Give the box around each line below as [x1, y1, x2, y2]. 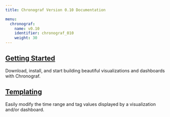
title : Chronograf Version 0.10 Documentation [5, 7, 106, 13]
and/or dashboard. [5, 106, 45, 112]
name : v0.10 [14, 26, 40, 31]
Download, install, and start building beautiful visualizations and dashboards [5, 67, 165, 73]
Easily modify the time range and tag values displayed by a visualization [5, 101, 156, 107]
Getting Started [5, 54, 55, 63]
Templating [5, 88, 42, 96]
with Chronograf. [5, 73, 41, 79]
